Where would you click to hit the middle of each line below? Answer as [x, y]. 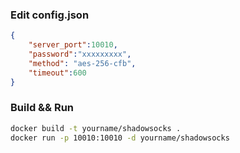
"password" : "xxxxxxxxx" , [80, 54]
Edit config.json [50, 15]
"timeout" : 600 [57, 73]
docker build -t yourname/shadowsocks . [96, 128]
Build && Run [42, 108]
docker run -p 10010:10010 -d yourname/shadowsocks [120, 138]
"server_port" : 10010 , [73, 45]
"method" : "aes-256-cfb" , [82, 63]
